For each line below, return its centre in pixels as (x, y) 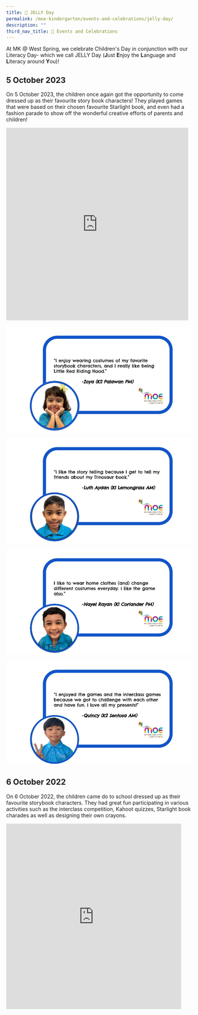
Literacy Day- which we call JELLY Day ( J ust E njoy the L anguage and (91, 55)
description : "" (26, 25)
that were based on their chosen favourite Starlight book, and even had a (95, 107)
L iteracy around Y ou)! (33, 62)
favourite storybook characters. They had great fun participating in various (97, 802)
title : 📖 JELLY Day (30, 12)
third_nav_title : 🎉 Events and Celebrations (62, 31)
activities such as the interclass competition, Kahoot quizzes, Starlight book (98, 809)
